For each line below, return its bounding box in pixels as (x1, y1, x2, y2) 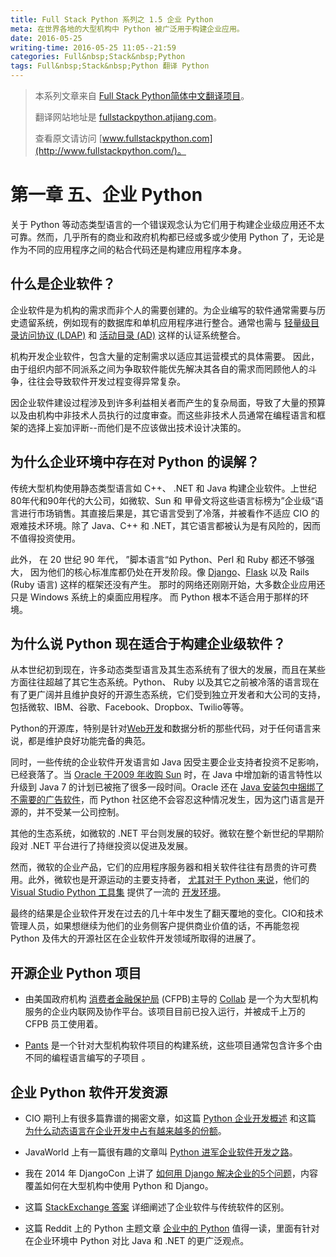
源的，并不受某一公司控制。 (10, 806, 125, 818)
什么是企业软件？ (10, 276, 116, 293)
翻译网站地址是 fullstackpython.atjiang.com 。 (34, 111, 223, 123)
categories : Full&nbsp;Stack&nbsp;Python (10, 52, 186, 62)
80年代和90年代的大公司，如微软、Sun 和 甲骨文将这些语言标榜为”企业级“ (10, 494, 315, 506)
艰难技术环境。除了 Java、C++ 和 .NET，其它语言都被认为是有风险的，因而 (10, 519, 321, 531)
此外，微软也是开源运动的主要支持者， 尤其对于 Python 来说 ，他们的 (27, 874, 310, 886)
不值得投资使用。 (10, 532, 81, 544)
